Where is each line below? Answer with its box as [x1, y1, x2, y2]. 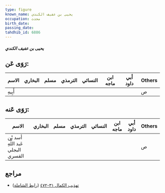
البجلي [7, 146, 21, 153]
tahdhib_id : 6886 [5, 30, 41, 35]
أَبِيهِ [7, 88, 15, 95]
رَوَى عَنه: [5, 105, 29, 113]
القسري [7, 153, 25, 160]
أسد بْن [7, 134, 23, 141]
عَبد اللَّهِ [7, 140, 24, 147]
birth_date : [5, 21, 29, 26]
